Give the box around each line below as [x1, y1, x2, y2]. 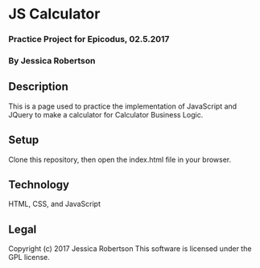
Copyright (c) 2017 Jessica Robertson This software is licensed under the [8, 244, 252, 254]
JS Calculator [8, 5, 101, 23]
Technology [8, 178, 70, 192]
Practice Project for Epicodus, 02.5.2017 [8, 34, 170, 45]
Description [8, 80, 68, 93]
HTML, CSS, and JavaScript [8, 199, 101, 209]
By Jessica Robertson [8, 56, 96, 67]
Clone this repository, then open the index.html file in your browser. [8, 155, 232, 164]
